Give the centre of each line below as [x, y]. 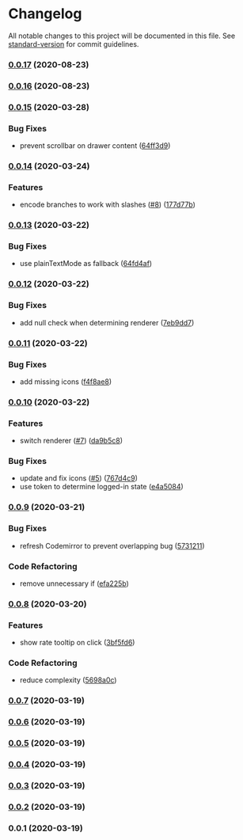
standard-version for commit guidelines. [74, 44]
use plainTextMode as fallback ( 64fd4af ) [86, 264]
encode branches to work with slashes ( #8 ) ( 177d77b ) [108, 205]
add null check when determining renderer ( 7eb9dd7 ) [107, 322]
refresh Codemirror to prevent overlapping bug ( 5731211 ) [112, 545]
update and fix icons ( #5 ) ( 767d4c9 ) [79, 478]
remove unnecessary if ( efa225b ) [74, 583]
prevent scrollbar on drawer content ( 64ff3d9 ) [95, 146]
